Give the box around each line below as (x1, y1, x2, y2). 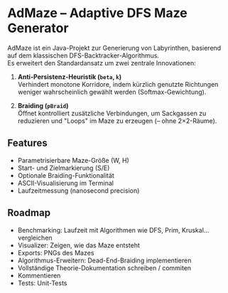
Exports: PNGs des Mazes (17, 248, 94, 257)
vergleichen (17, 233, 53, 242)
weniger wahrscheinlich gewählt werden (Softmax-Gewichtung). (17, 87, 207, 96)
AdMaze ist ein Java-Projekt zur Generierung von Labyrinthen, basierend (7, 43, 222, 52)
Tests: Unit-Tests (17, 279, 67, 287)
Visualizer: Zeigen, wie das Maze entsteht (17, 240, 141, 250)
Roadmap (7, 207, 51, 219)
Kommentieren (17, 271, 61, 279)
